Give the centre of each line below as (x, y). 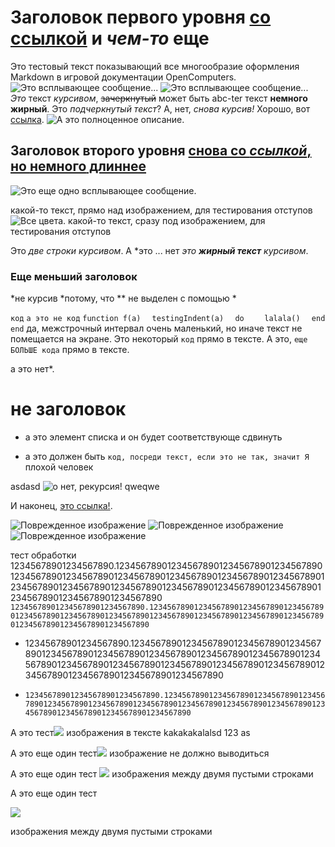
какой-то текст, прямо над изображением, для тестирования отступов (161, 210)
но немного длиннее (78, 166)
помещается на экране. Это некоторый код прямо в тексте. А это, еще (159, 339)
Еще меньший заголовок (74, 276)
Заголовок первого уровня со (141, 17)
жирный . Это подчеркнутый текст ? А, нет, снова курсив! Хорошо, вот (160, 108)
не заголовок (68, 409)
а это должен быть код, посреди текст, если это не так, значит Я (167, 456)
